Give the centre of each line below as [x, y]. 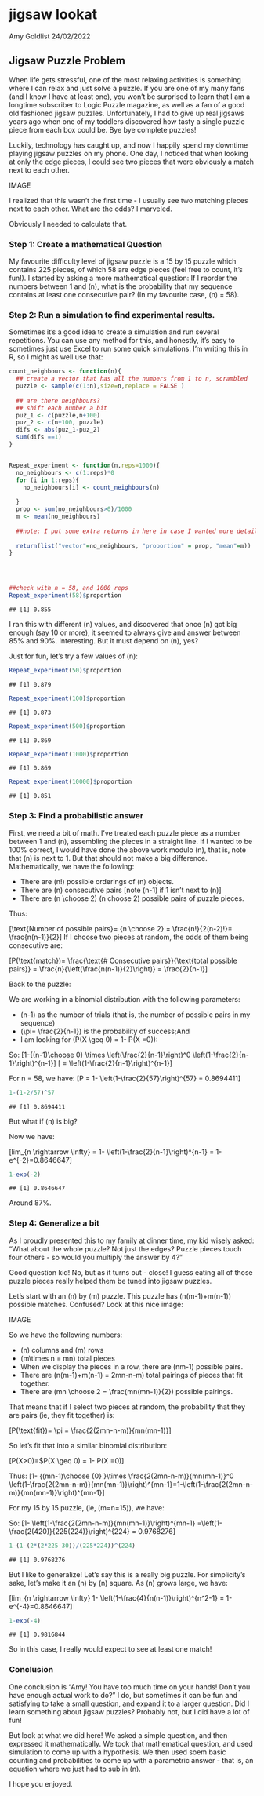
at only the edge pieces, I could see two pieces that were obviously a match [131, 162]
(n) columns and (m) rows [62, 1350]
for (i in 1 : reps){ [48, 480]
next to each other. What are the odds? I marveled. [91, 209]
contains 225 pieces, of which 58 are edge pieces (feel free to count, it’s [126, 270]
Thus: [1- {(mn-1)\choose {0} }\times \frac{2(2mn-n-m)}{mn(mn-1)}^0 [121, 1476]
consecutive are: [36, 945]
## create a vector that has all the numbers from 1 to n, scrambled [132, 379]
